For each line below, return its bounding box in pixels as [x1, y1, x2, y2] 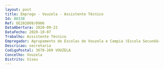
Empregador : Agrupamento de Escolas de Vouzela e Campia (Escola [5, 39, 141, 44]
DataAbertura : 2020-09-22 [5, 25, 58, 30]
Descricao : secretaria [5, 43, 51, 48]
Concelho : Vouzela [5, 52, 42, 57]
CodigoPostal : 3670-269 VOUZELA [5, 48, 71, 52]
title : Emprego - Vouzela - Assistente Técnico [5, 12, 104, 17]
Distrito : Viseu [5, 57, 38, 62]
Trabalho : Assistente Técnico [5, 34, 67, 39]
